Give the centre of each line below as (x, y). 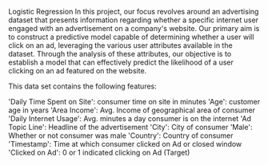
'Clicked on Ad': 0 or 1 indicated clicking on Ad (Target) (99, 152)
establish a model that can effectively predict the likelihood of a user (121, 62)
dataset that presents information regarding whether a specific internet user (133, 20)
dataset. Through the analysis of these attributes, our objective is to (120, 54)
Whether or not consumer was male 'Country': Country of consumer (121, 136)
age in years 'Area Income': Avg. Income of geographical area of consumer (132, 110)
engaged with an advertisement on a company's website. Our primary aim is (134, 28)
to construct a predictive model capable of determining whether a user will (131, 37)
